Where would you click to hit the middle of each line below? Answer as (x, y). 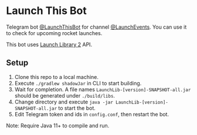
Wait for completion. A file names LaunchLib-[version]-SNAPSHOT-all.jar (103, 89)
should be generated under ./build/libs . (65, 95)
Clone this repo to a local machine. (56, 77)
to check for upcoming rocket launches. (54, 33)
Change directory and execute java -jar (64, 102)
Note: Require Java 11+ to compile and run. (58, 125)
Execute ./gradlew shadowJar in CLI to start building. (78, 83)
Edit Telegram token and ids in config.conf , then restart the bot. (91, 114)
